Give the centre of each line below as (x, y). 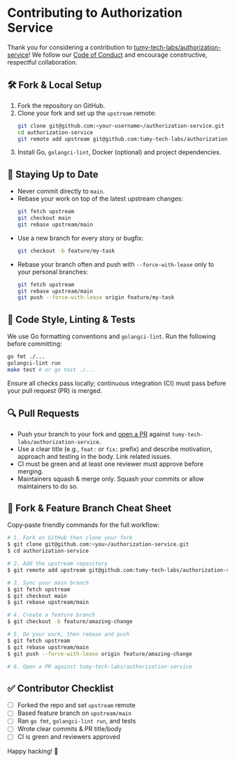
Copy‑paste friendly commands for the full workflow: (83, 525)
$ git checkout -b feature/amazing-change (70, 622)
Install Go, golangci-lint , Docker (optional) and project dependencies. (119, 152)
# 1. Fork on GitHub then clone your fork (70, 538)
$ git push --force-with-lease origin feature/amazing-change (100, 654)
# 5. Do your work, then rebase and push (69, 634)
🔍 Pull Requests (43, 414)
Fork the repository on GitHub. (61, 105)
